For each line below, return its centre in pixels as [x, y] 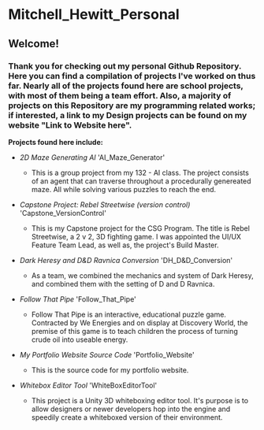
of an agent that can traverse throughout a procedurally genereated [141, 181]
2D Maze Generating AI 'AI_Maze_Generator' [92, 157]
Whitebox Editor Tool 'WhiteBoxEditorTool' [88, 385]
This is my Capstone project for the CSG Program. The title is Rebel [141, 228]
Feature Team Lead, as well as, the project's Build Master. [125, 245]
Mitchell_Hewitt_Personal [94, 15]
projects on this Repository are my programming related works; [132, 106]
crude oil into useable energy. [80, 339]
